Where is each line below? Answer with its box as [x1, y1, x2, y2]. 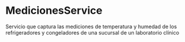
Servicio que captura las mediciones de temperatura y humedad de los [5, 23, 177, 30]
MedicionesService [5, 4, 103, 17]
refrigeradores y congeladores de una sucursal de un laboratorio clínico [5, 29, 180, 36]
